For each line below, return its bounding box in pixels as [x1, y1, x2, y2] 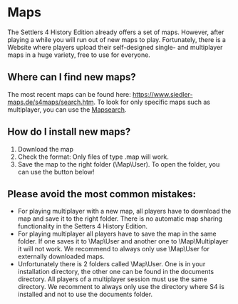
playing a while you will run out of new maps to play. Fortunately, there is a [7, 35, 227, 43]
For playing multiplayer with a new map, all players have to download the [17, 207, 232, 216]
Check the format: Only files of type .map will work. [17, 152, 170, 161]
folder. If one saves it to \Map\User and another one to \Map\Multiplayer [17, 237, 229, 246]
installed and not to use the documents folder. [17, 290, 153, 299]
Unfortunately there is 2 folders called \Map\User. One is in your [17, 260, 206, 268]
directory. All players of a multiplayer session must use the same [17, 275, 208, 283]
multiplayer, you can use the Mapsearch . [7, 105, 127, 114]
